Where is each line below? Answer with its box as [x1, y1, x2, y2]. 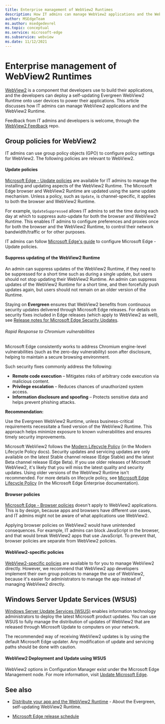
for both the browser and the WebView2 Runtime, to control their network [5, 223, 154, 229]
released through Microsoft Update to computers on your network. [5, 624, 140, 630]
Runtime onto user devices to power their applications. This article [5, 97, 139, 103]
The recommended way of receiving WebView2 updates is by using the [5, 633, 150, 639]
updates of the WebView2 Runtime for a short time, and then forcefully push [5, 281, 160, 287]
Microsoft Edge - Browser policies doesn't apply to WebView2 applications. [5, 502, 158, 508]
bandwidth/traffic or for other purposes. [5, 229, 86, 235]
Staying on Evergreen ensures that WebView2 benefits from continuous [5, 301, 151, 307]
